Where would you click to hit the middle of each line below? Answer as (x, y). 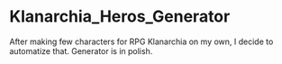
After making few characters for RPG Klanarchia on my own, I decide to (141, 41)
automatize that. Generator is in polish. (81, 50)
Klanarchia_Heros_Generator (120, 17)
